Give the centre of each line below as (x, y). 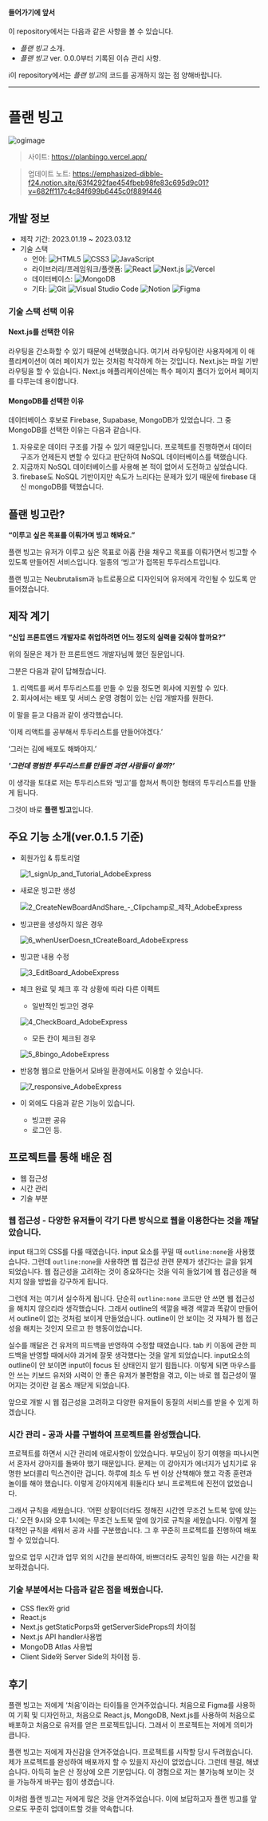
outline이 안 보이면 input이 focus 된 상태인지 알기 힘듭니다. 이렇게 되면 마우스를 (132, 1365)
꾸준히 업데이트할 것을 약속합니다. (81, 1809)
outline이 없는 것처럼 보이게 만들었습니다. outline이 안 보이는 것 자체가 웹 (130, 1318)
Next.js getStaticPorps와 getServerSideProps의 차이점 (108, 1627)
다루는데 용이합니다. (47, 381)
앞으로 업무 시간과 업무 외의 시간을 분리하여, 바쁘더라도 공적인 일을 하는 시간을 (130, 1557)
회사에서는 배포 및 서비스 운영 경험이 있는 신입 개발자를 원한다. (116, 698)
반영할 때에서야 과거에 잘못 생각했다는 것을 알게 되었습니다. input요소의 (140, 1355)
